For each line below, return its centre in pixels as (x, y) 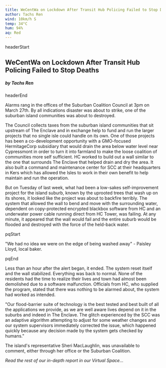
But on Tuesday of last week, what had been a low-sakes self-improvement (82, 188)
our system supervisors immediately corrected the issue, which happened (81, 325)
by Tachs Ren (19, 83)
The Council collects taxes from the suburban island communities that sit (80, 125)
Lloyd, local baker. (24, 249)
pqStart (13, 234)
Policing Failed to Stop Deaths (52, 70)
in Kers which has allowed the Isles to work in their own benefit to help (77, 173)
